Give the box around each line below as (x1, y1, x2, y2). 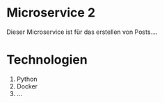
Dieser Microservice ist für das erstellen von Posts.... (6, 28, 158, 36)
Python (16, 75, 38, 83)
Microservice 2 (6, 5, 96, 21)
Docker (16, 82, 38, 91)
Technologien (6, 52, 88, 68)
